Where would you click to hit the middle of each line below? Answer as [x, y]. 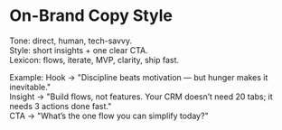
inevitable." [30, 87]
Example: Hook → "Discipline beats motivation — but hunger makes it [139, 77]
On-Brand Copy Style [91, 16]
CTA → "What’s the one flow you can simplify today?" [109, 116]
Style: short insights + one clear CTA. [79, 50]
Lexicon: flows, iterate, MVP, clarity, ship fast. [94, 60]
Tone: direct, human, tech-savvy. [71, 41]
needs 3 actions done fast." [61, 106]
